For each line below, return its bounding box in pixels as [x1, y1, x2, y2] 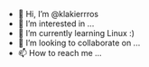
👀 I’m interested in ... [17, 18, 95, 29]
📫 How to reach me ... [17, 48, 102, 58]
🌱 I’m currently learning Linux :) [17, 28, 135, 38]
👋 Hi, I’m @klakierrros [17, 9, 99, 19]
